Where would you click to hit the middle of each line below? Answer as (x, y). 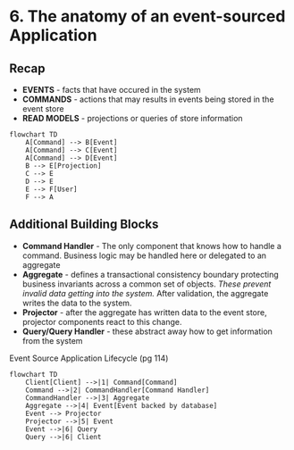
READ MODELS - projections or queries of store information (132, 118)
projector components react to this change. (102, 321)
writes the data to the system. (77, 303)
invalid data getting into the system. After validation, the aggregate (145, 293)
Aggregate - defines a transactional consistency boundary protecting (150, 274)
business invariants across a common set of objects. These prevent (147, 284)
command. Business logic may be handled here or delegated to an (144, 255)
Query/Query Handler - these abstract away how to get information (147, 331)
